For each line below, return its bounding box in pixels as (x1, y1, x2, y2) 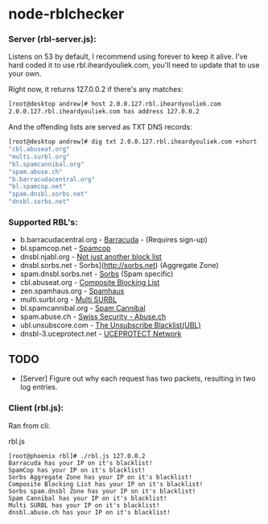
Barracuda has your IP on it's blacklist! (8, 459, 153, 467)
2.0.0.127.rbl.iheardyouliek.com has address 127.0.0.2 (8, 108, 200, 116)
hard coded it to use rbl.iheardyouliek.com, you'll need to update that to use (8, 60, 260, 70)
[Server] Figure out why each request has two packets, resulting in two (19, 373, 256, 383)
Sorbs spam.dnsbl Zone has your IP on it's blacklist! (8, 487, 196, 495)
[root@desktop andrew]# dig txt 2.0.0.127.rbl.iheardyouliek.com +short (8, 138, 258, 146)
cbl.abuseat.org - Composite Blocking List (19, 278, 160, 287)
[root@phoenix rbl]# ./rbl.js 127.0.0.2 (8, 452, 146, 460)
